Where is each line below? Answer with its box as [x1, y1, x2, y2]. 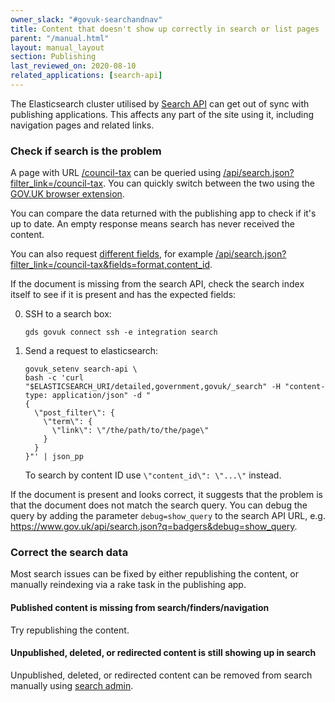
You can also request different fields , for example [10, 248, 214, 260]
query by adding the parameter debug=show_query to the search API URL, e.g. [10, 510, 326, 522]
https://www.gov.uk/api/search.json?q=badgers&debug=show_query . [10, 521, 298, 533]
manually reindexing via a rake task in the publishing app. [10, 579, 247, 591]
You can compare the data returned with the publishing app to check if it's [10, 207, 317, 220]
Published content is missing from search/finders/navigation [10, 602, 270, 614]
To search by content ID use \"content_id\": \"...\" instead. [24, 469, 282, 481]
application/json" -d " [51, 391, 152, 401]
